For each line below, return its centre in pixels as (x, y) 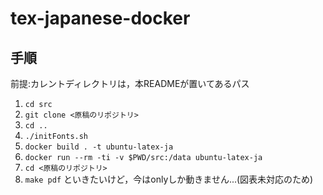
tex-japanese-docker (100, 18)
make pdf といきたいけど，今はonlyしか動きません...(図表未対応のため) (169, 179)
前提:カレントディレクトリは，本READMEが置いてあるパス (130, 83)
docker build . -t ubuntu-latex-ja (99, 147)
